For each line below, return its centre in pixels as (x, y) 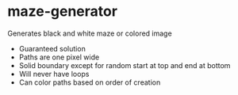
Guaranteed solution (52, 48)
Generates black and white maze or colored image (90, 33)
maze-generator (63, 11)
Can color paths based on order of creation (90, 82)
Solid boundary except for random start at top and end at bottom (125, 65)
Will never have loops (54, 74)
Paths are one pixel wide (59, 57)
